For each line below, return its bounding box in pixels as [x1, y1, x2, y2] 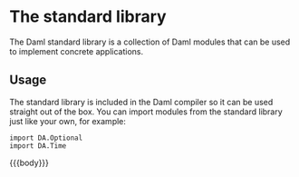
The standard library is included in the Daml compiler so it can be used [9, 96, 274, 107]
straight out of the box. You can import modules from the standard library [9, 106, 283, 117]
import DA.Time [9, 141, 67, 151]
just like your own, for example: [9, 115, 127, 126]
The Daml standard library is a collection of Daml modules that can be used [9, 36, 291, 47]
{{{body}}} [9, 157, 50, 168]
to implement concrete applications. [9, 45, 144, 56]
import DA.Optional [9, 133, 83, 143]
